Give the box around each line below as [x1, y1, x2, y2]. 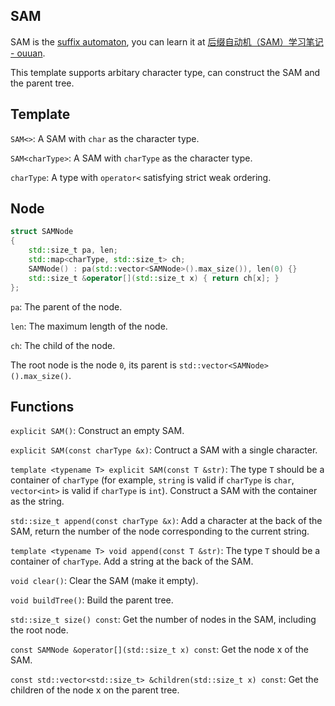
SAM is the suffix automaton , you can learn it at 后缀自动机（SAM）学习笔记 [10, 35, 324, 48]
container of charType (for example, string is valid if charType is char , [10, 474, 295, 486]
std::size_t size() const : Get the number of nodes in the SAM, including [10, 614, 317, 626]
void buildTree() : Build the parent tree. [10, 594, 174, 606]
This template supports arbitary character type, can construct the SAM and [10, 66, 321, 78]
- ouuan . [10, 47, 46, 59]
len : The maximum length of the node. [10, 320, 168, 332]
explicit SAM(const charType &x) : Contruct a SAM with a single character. [10, 444, 318, 456]
